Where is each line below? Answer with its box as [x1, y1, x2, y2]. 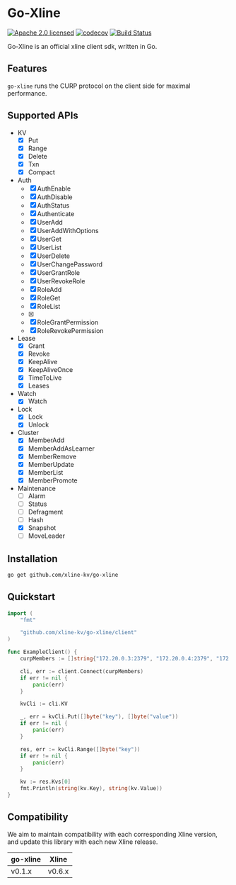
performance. [7, 89, 47, 97]
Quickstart [7, 591, 56, 603]
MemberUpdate [28, 460, 74, 468]
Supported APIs [7, 110, 79, 122]
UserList [37, 243, 62, 252]
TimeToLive [28, 373, 62, 382]
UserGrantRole [37, 268, 81, 277]
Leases [28, 381, 49, 390]
